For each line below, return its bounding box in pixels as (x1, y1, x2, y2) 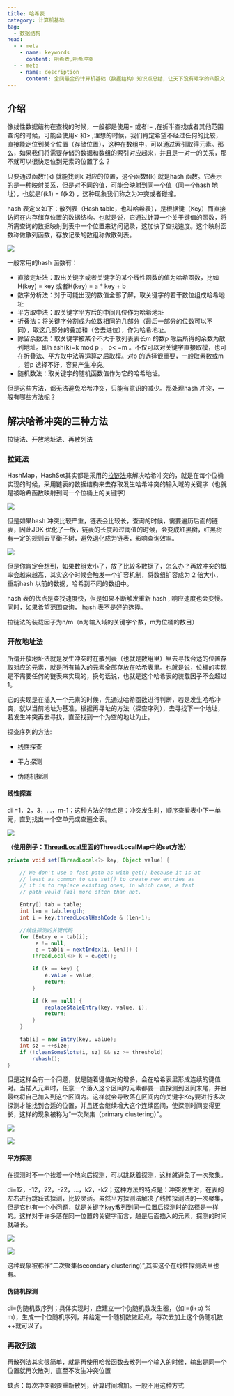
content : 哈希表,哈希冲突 (25, 56, 94, 63)
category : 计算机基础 (7, 17, 65, 24)
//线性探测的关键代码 (19, 926, 73, 933)
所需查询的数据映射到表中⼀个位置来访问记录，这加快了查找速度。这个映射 (7, 222, 221, 230)
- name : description (19, 68, 79, 75)
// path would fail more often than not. (19, 889, 141, 896)
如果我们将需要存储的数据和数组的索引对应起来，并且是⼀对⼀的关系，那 (19, 149, 227, 157)
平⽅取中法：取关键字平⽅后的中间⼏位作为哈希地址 (17, 308, 164, 317)
